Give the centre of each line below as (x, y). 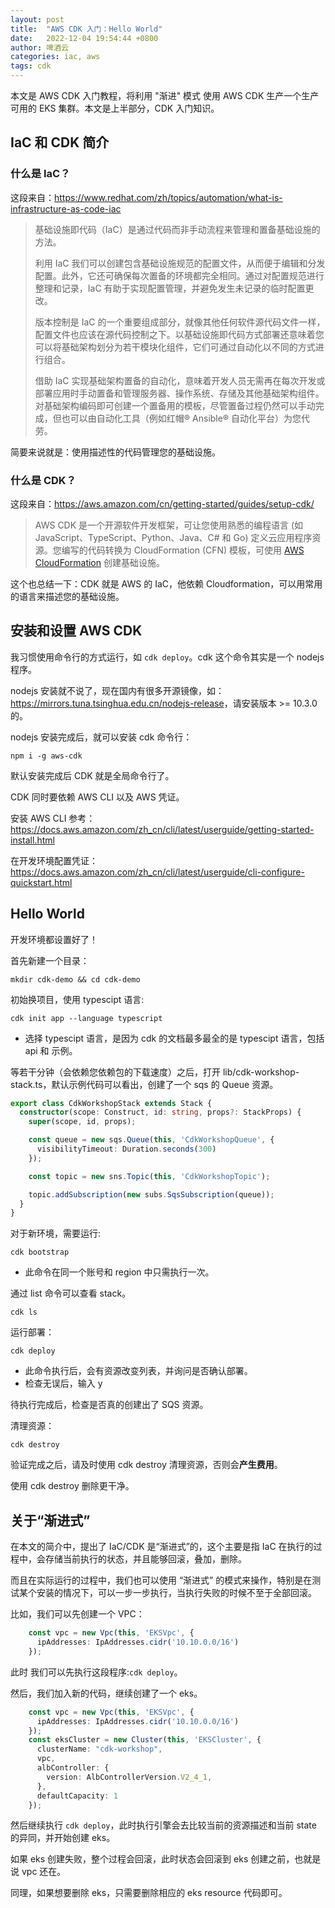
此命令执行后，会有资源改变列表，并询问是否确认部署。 (138, 1371)
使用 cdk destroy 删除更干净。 (72, 1486)
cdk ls (24, 1312)
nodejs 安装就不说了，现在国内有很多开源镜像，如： (117, 690)
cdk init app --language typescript (86, 1018)
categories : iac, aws (55, 57)
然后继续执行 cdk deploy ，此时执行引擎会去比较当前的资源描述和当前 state (163, 1825)
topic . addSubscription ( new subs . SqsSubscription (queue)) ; (151, 1194)
